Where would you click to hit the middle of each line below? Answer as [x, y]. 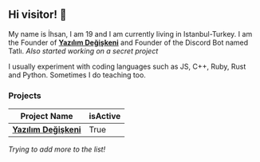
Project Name [47, 117]
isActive [105, 117]
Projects [25, 95]
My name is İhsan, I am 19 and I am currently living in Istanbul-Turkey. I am [130, 34]
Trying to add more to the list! [57, 149]
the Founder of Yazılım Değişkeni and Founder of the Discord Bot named [128, 42]
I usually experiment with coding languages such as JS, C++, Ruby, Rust [127, 66]
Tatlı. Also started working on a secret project [83, 51]
